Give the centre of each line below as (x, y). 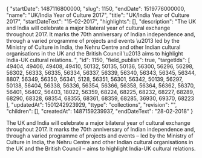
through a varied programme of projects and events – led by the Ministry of (100, 136)
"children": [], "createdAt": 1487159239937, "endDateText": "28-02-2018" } (100, 111)
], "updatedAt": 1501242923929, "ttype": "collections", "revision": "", (92, 105)
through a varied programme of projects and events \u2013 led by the (93, 41)
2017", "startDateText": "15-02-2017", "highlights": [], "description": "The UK (101, 21)
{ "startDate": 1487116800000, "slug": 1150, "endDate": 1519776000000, (96, 9)
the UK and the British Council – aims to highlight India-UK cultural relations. (101, 148)
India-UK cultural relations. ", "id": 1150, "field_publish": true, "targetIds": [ (98, 60)
